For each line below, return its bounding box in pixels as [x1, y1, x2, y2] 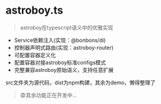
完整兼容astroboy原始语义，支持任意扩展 [14, 66, 114, 73]
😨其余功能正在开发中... [20, 92, 78, 99]
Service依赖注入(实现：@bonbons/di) [14, 36, 106, 43]
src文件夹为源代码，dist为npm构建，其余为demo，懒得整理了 [5, 78, 156, 86]
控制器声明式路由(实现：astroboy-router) [14, 44, 114, 51]
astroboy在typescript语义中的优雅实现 [20, 24, 114, 31]
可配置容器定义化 [14, 51, 56, 58]
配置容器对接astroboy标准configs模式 [14, 59, 106, 66]
